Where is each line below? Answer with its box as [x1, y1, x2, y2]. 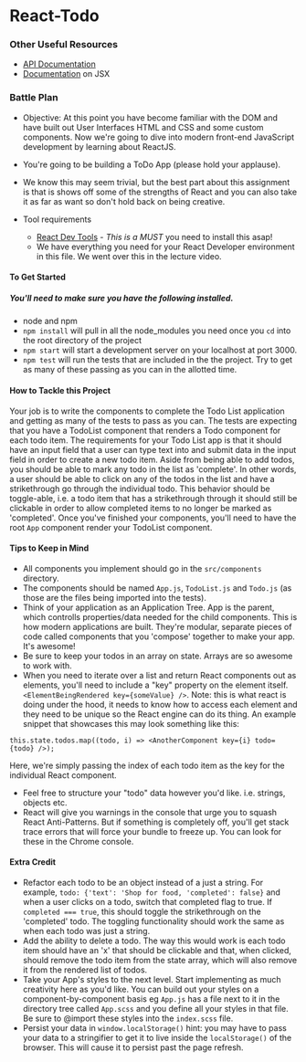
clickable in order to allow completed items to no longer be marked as [9, 502, 272, 513]
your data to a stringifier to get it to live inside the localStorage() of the [22, 1032, 292, 1043]
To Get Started [9, 271, 67, 283]
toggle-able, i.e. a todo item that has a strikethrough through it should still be [9, 492, 298, 503]
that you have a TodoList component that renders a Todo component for [9, 425, 281, 436]
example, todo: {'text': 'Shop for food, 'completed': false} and [22, 887, 281, 898]
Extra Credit [9, 857, 57, 867]
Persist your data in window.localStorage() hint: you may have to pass [22, 1022, 288, 1033]
